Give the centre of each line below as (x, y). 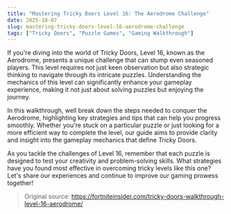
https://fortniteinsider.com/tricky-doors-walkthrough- (147, 197)
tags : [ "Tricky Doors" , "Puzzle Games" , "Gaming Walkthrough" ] (101, 33)
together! (20, 183)
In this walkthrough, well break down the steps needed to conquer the (107, 110)
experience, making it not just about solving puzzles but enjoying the (105, 90)
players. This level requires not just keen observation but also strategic (108, 67)
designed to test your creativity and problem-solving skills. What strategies (114, 161)
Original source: (47, 197)
